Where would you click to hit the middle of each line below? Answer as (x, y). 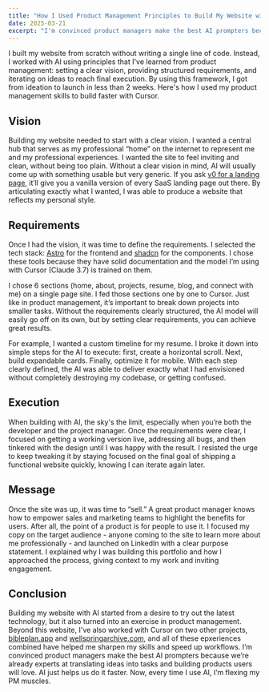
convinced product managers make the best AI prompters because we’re (129, 656)
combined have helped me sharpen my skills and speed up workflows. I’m (130, 647)
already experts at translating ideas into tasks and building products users (130, 664)
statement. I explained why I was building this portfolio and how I (115, 551)
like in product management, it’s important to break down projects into (124, 302)
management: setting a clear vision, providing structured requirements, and (133, 70)
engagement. (30, 569)
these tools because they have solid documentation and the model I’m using (134, 262)
